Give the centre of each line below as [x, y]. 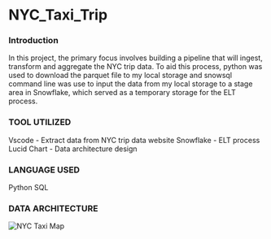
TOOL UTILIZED [40, 122]
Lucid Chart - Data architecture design [73, 149]
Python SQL [28, 188]
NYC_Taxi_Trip [58, 15]
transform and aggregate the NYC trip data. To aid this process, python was [135, 67]
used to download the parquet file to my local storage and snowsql [120, 76]
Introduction [33, 41]
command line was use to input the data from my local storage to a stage [131, 84]
